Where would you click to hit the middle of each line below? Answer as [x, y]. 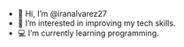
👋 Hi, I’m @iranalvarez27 [62, 14]
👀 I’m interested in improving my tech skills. [96, 23]
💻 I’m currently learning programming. [88, 33]
